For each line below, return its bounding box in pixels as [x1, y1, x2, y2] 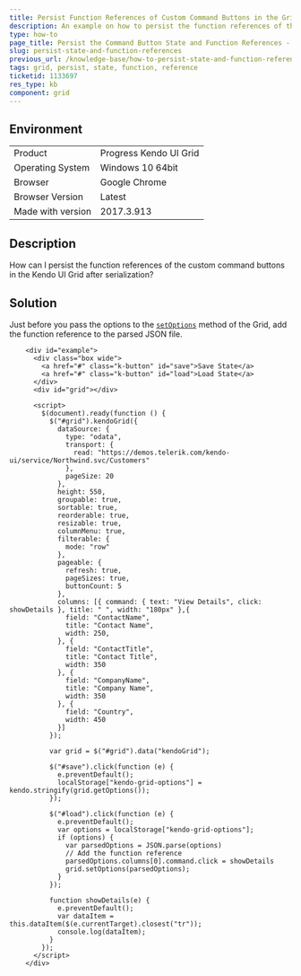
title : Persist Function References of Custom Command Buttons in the [9, 13, 279, 22]
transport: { [65, 440, 115, 449]
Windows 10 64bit [99, 162, 178, 174]
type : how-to [9, 30, 58, 39]
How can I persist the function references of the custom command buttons [9, 259, 285, 270]
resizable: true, [56, 518, 123, 528]
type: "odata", [65, 432, 123, 441]
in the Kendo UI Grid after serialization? [9, 269, 154, 280]
